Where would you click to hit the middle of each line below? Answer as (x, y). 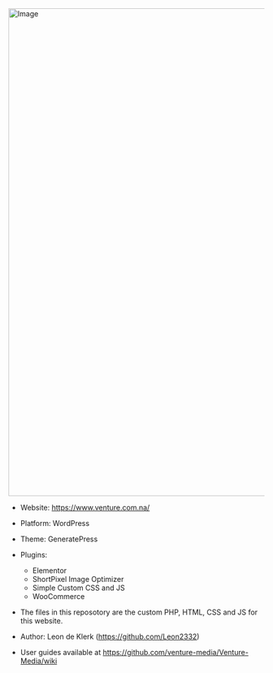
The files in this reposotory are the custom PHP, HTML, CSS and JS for (139, 612)
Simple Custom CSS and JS (78, 588)
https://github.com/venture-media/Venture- (176, 652)
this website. (41, 621)
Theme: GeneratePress (59, 539)
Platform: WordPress (55, 523)
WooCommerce (58, 596)
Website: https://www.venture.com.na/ (85, 508)
